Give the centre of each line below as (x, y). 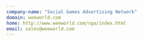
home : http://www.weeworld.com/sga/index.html (66, 23)
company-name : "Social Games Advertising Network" (72, 12)
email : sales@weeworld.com (40, 29)
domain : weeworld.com (34, 17)
